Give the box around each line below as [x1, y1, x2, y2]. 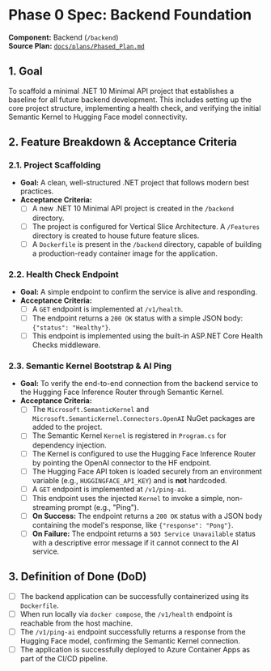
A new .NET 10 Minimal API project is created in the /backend [32, 204, 235, 214]
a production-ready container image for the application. [32, 248, 218, 258]
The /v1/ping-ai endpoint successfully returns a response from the [19, 626, 246, 636]
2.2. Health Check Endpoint [8, 269, 119, 280]
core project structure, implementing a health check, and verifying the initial [8, 103, 261, 113]
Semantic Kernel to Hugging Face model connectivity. [8, 112, 188, 121]
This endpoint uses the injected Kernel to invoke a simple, [32, 493, 225, 503]
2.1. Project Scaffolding [8, 159, 101, 171]
